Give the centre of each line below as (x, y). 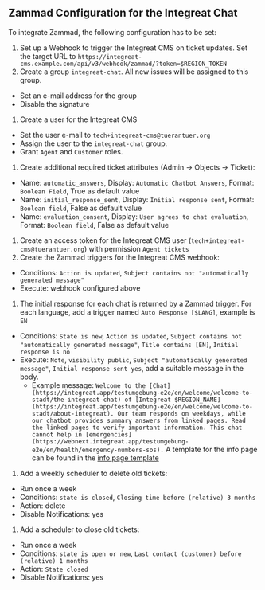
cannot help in (57, 434)
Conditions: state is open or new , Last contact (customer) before (131, 553)
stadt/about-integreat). (73, 413)
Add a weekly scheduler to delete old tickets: (94, 473)
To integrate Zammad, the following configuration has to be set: (112, 32)
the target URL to (48, 56)
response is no (45, 352)
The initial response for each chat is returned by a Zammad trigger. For (136, 303)
